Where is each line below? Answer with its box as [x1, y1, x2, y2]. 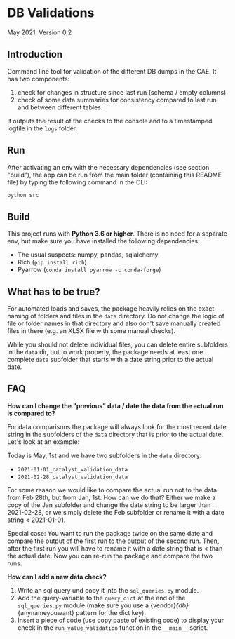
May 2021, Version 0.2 [7, 28, 72, 36]
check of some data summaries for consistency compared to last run [17, 95, 217, 104]
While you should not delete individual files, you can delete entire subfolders [7, 340, 228, 349]
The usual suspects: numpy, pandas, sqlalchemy [17, 250, 159, 259]
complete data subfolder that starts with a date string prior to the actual [7, 356, 214, 364]
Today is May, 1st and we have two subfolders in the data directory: [7, 451, 202, 459]
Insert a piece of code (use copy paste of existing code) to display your [17, 616, 224, 624]
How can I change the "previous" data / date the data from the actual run [7, 401, 224, 410]
